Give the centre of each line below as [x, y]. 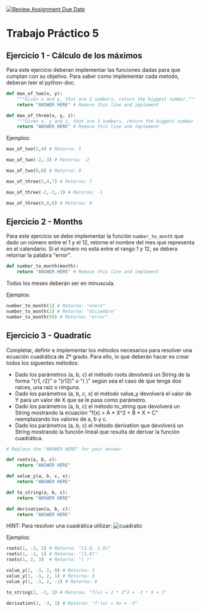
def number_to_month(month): [42, 266]
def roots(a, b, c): [32, 460]
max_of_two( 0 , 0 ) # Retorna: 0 [44, 171]
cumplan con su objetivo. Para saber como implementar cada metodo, [93, 76]
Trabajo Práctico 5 [53, 34]
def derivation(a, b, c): [38, 509]
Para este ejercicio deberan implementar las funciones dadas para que [93, 70]
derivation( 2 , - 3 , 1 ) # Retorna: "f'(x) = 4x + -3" [72, 603]
